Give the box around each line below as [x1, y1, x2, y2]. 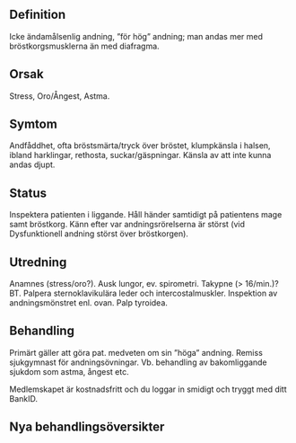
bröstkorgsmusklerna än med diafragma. [9, 40, 160, 51]
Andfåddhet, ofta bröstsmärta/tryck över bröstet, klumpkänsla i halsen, [9, 140, 271, 151]
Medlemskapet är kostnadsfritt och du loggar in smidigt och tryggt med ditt [9, 384, 287, 394]
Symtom [9, 117, 58, 132]
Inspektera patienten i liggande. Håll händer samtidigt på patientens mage [9, 209, 283, 220]
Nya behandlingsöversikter [9, 420, 165, 435]
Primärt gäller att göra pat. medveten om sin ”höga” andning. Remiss [9, 347, 263, 358]
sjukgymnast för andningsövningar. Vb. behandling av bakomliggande [9, 357, 267, 368]
